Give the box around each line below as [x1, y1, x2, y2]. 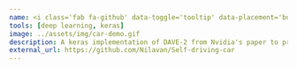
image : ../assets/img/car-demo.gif [9, 29, 141, 38]
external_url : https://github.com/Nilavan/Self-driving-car [9, 46, 236, 55]
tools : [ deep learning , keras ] [9, 21, 125, 30]
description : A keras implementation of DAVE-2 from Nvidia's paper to [9, 37, 278, 47]
